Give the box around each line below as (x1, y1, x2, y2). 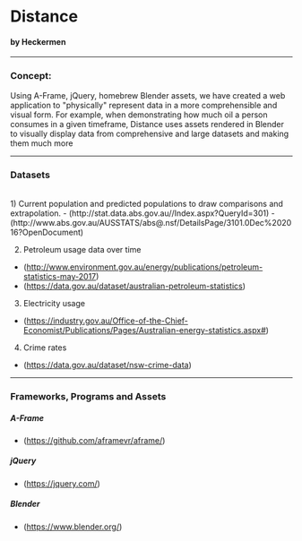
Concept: (10, 70, 52, 82)
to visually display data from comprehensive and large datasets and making (10, 128, 289, 139)
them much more (10, 137, 73, 149)
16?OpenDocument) (10, 227, 84, 237)
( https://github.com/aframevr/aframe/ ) (22, 434, 166, 445)
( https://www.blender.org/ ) (22, 521, 123, 532)
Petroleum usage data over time (22, 244, 142, 254)
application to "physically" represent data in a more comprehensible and (10, 99, 278, 110)
